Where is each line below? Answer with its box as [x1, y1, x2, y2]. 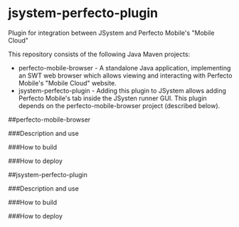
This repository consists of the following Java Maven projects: [8, 50, 191, 58]
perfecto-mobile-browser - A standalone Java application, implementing [18, 63, 231, 72]
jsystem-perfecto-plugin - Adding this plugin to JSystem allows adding [18, 86, 227, 95]
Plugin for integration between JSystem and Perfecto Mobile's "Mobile [8, 28, 215, 37]
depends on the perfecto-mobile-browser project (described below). [18, 101, 221, 110]
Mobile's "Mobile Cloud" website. [18, 78, 117, 87]
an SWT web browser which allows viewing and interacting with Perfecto [18, 71, 233, 80]
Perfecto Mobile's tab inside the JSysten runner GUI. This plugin [18, 94, 207, 102]
